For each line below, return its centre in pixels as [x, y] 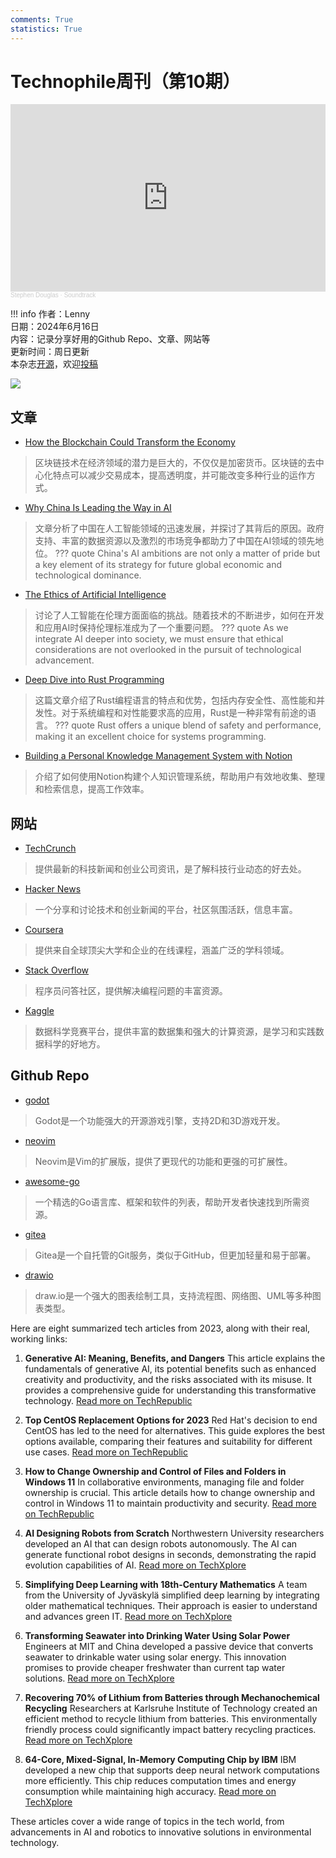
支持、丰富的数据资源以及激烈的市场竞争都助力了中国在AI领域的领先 [175, 541]
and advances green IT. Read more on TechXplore [128, 1616]
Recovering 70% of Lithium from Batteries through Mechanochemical [172, 1697]
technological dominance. [88, 575]
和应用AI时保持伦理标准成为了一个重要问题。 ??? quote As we [161, 628]
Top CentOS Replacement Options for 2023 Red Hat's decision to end [171, 1420]
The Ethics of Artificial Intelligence [95, 595]
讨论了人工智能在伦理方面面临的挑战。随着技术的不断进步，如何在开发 [179, 615]
